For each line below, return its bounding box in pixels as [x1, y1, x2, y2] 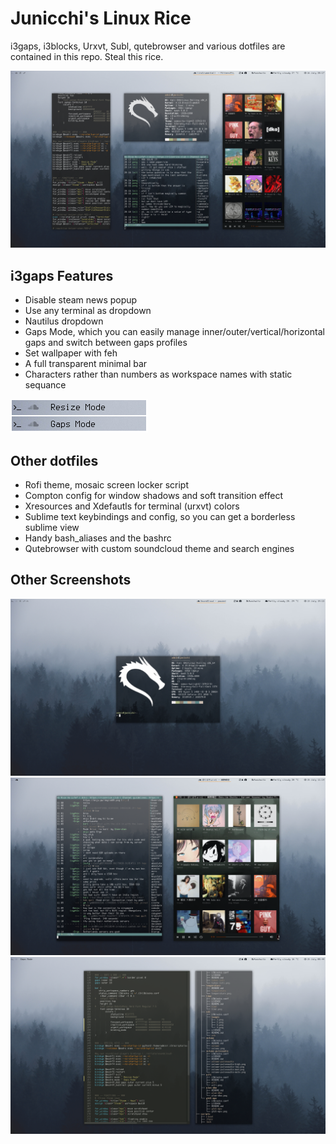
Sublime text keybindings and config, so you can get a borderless [24, 511, 296, 523]
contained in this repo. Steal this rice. [10, 50, 164, 62]
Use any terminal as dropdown [24, 305, 152, 317]
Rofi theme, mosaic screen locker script [24, 479, 189, 491]
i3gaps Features [10, 267, 114, 284]
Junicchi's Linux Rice [10, 7, 192, 30]
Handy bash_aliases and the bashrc [24, 532, 172, 544]
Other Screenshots [10, 572, 132, 589]
